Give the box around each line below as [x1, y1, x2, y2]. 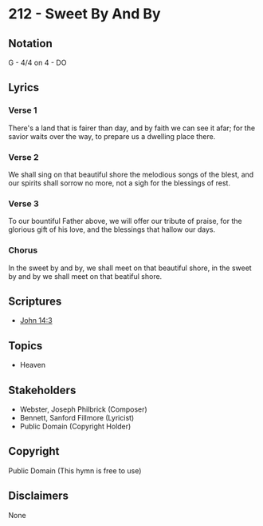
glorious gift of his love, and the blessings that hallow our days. [8, 225, 216, 234]
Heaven [19, 361, 46, 370]
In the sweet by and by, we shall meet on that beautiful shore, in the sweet [8, 263, 253, 273]
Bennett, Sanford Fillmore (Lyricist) [19, 413, 135, 423]
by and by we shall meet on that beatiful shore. [8, 271, 163, 281]
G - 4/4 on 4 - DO [8, 58, 67, 67]
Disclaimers [8, 489, 69, 503]
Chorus [8, 245, 38, 256]
